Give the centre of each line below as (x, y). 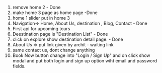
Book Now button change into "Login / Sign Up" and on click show (81, 55)
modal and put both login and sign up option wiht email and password (85, 61)
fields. (19, 66)
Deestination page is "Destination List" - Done (60, 34)
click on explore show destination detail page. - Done (68, 39)
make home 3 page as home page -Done (55, 13)
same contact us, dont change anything (54, 50)
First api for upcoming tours (41, 29)
